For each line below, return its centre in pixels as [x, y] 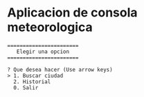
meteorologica [50, 27]
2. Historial [32, 82]
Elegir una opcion [43, 52]
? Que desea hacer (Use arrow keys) [60, 69]
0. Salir [26, 87]
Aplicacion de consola [72, 13]
